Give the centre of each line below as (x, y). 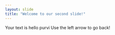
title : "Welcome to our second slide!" (45, 14)
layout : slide (19, 9)
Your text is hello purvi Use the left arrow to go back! (58, 27)
